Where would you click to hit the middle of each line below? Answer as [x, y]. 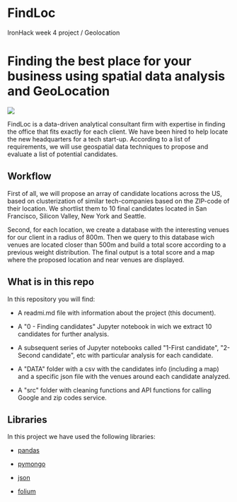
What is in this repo [51, 282]
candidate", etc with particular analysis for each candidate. [128, 355]
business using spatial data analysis [116, 76]
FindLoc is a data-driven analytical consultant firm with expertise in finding [116, 124]
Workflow [29, 176]
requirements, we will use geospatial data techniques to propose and [108, 146]
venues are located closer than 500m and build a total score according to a [117, 245]
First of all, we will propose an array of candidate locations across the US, [115, 193]
